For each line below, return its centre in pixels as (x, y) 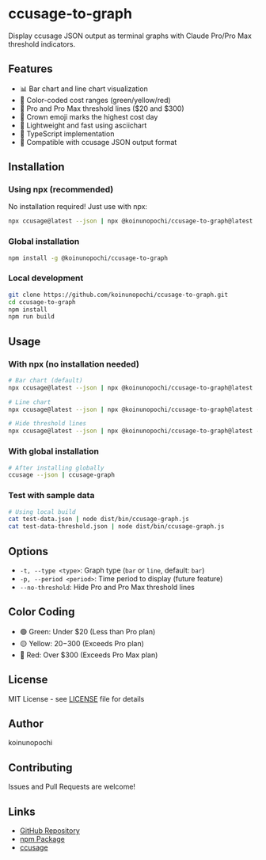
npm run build (32, 317)
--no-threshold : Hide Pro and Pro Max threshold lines (107, 587)
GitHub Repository (50, 831)
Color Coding (42, 612)
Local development (46, 278)
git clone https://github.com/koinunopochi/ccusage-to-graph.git (118, 295)
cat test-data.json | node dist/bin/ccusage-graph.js (99, 519)
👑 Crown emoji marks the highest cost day (89, 116)
